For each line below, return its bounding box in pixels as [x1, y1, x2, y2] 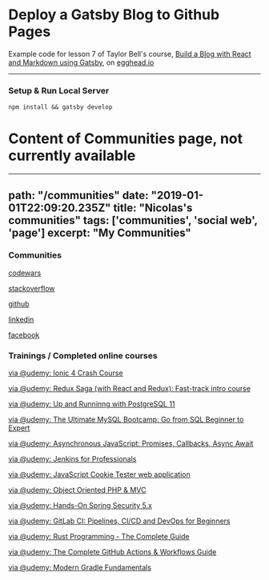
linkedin [8, 314, 34, 324]
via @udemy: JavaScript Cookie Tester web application [8, 470, 191, 479]
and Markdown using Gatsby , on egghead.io [8, 58, 155, 67]
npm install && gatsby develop [8, 103, 113, 111]
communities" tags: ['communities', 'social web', [8, 214, 258, 227]
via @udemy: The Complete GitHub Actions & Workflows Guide [8, 547, 217, 557]
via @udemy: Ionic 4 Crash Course [8, 368, 123, 378]
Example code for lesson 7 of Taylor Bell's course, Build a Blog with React [8, 49, 251, 58]
